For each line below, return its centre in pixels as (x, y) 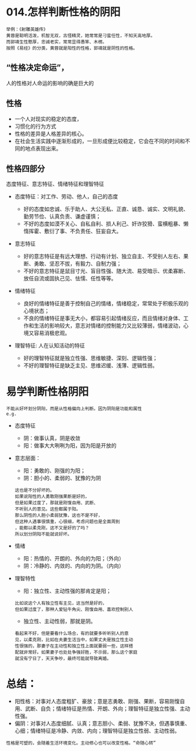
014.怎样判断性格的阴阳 (63, 12)
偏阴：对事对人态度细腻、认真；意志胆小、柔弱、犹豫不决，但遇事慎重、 (102, 723)
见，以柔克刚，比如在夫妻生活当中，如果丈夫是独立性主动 (74, 640)
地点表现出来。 (43, 148)
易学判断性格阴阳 (48, 392)
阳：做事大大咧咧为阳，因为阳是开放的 (70, 446)
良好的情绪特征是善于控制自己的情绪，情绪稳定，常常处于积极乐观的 (106, 303)
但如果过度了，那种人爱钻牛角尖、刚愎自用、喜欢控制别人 (74, 610)
